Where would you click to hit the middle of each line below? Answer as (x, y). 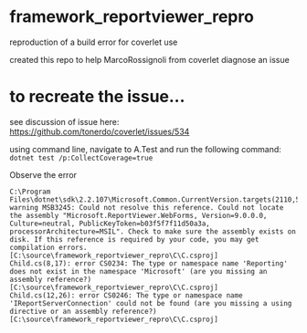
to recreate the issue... (97, 97)
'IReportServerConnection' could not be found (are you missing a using (151, 303)
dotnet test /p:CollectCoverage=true (81, 158)
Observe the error (43, 174)
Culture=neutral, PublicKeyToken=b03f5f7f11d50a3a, (110, 224)
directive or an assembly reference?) (83, 311)
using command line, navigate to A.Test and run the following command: (145, 149)
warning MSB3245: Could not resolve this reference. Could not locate (147, 207)
